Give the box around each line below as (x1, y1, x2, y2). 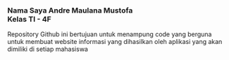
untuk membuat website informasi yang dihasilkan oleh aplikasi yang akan (7, 38, 223, 46)
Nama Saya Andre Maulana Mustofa (7, 6, 133, 15)
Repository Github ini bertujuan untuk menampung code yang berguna (7, 30, 212, 38)
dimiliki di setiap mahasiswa (7, 45, 88, 54)
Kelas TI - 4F (7, 14, 51, 24)
